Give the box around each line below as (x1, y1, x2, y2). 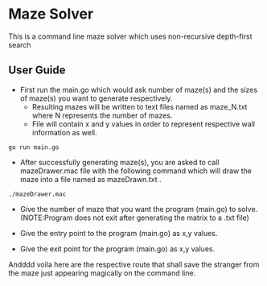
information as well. (31, 127, 97, 137)
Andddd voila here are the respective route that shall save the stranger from (8, 259, 260, 269)
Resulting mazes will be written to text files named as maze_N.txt (31, 102, 248, 111)
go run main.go (8, 143, 60, 151)
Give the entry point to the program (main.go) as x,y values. (19, 228, 218, 238)
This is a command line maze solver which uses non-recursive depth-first (8, 31, 253, 41)
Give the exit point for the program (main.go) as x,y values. (19, 243, 216, 254)
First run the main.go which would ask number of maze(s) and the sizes (19, 85, 258, 94)
